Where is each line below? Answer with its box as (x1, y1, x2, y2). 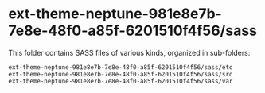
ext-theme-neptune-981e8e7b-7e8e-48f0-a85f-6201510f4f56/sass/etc (8, 63, 233, 72)
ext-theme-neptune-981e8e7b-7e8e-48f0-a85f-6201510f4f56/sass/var (8, 77, 233, 85)
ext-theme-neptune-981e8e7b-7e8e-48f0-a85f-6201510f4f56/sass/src (8, 70, 233, 78)
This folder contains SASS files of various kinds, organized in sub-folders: (8, 48, 251, 57)
